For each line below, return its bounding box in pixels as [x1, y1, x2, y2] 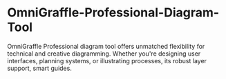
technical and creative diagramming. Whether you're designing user [7, 49, 201, 58]
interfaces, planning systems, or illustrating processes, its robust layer [7, 56, 207, 65]
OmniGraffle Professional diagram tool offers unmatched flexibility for [7, 42, 205, 50]
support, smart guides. [7, 64, 73, 72]
